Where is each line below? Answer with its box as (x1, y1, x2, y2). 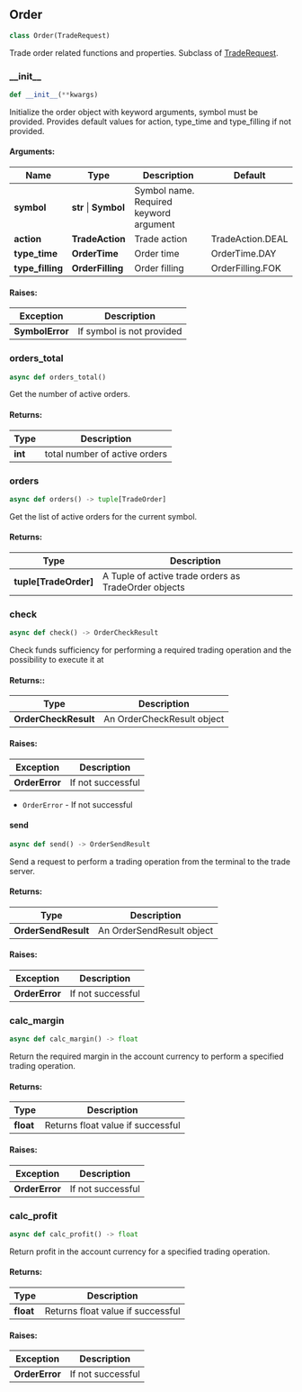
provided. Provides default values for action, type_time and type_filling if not (9, 116, 292, 127)
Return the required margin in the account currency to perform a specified (9, 1051, 285, 1062)
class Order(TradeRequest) (9, 31, 111, 40)
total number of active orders (44, 447, 168, 460)
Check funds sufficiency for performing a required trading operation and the (9, 645, 292, 655)
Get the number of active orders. (9, 389, 130, 400)
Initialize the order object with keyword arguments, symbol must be (9, 106, 259, 117)
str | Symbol (71, 202, 126, 214)
